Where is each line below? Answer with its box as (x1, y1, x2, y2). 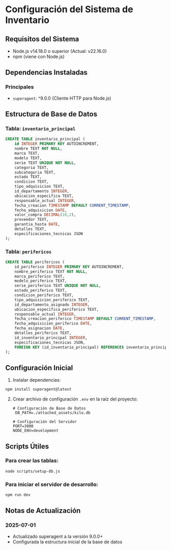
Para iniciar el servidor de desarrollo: (5, 481, 98, 488)
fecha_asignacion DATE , (14, 326, 65, 331)
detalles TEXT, (14, 226, 47, 231)
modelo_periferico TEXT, (14, 278, 67, 283)
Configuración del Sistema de (5, 4, 133, 15)
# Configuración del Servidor (12, 419, 77, 424)
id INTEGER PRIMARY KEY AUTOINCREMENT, (14, 141, 99, 147)
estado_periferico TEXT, (14, 288, 67, 293)
